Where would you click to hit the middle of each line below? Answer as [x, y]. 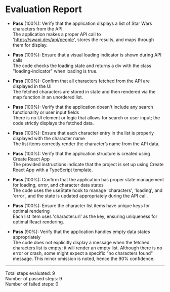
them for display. [30, 45]
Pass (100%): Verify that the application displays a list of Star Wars [82, 23]
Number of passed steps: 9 [34, 278]
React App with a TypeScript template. [53, 170]
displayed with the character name [49, 138]
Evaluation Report [44, 9]
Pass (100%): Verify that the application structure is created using [81, 153]
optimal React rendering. [38, 221]
